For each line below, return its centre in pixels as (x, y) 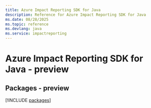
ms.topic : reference (27, 24)
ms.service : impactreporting (36, 33)
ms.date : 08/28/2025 (27, 19)
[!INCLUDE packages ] (28, 100)
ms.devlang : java (24, 29)
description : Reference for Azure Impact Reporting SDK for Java (75, 15)
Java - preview (37, 69)
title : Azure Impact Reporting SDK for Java (53, 10)
